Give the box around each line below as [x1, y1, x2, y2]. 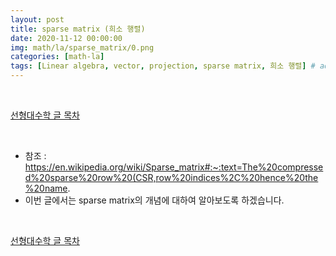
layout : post [10, 14, 65, 25]
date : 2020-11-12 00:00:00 [10, 33, 123, 43]
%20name [24, 182, 68, 194]
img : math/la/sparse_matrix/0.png [10, 42, 155, 53]
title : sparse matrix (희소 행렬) [10, 24, 146, 34]
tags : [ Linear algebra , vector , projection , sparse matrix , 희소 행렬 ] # [10, 61, 316, 71]
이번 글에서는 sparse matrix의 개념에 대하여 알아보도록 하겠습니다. [24, 194, 285, 206]
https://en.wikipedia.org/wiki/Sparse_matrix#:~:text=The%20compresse [24, 161, 324, 173]
